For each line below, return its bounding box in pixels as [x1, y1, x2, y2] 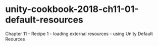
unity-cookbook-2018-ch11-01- [5, 3, 139, 15]
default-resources [5, 14, 83, 25]
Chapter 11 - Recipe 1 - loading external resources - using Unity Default [5, 30, 153, 36]
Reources [5, 36, 25, 42]
